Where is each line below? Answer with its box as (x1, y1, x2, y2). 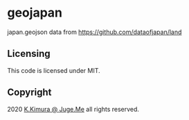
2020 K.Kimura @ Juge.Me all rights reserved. (7, 105, 140, 113)
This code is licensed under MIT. (7, 66, 100, 74)
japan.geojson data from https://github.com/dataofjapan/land (7, 28, 182, 36)
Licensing (7, 48, 51, 60)
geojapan (7, 5, 62, 21)
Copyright (7, 87, 52, 98)
